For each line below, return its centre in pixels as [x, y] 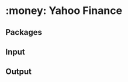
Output [18, 72]
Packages [24, 32]
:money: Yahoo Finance [64, 11]
